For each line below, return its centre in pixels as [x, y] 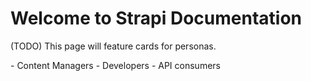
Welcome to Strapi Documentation [156, 18]
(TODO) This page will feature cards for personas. [113, 46]
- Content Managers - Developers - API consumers [115, 65]
